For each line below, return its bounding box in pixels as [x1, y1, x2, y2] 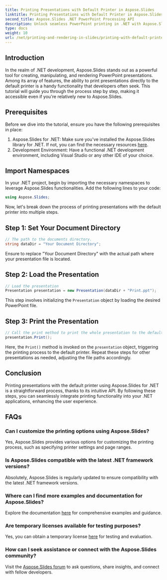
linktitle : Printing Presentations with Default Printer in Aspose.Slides [5, 12, 164, 17]
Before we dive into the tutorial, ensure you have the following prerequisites [5, 121, 160, 127]
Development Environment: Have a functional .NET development [12, 147, 144, 153]
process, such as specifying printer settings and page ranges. [5, 444, 132, 450]
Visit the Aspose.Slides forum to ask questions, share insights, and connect [5, 564, 160, 570]
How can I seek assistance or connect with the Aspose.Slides [5, 546, 157, 553]
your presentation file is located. [5, 256, 71, 262]
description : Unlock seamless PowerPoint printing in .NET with [5, 21, 141, 26]
